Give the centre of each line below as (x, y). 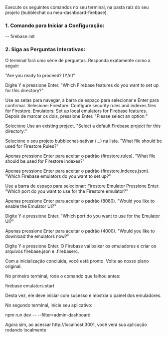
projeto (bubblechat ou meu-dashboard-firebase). (57, 13)
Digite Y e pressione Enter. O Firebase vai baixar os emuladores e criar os (81, 246)
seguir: (12, 66)
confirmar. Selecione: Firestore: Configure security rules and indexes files (81, 105)
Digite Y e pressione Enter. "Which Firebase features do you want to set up (82, 85)
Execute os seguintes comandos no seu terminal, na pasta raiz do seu (77, 7)
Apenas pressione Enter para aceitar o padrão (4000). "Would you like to (80, 231)
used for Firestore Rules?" (32, 146)
